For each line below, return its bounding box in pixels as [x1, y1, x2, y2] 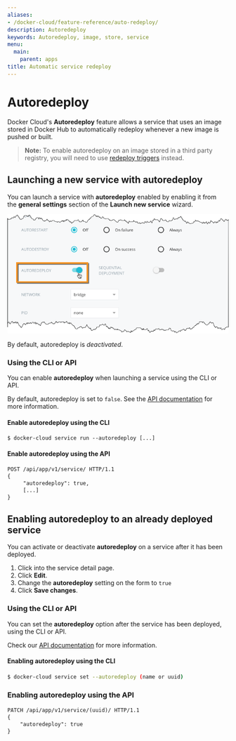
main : [13, 48, 30, 55]
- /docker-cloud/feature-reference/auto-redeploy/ [7, 18, 159, 26]
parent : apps [20, 56, 58, 63]
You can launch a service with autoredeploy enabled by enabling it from [7, 192, 216, 201]
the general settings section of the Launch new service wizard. [7, 200, 193, 209]
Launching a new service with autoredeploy [7, 174, 203, 186]
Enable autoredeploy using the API [7, 450, 110, 458]
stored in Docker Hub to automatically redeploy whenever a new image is [7, 125, 219, 133]
